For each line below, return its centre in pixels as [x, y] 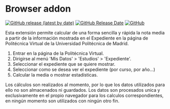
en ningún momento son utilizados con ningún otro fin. [62, 101]
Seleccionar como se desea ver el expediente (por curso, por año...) [84, 69]
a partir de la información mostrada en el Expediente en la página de [77, 38]
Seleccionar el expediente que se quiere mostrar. [64, 64]
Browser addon [38, 9]
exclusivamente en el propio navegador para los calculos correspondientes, [84, 95]
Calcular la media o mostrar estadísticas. [55, 75]
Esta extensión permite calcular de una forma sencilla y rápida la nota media [85, 32]
